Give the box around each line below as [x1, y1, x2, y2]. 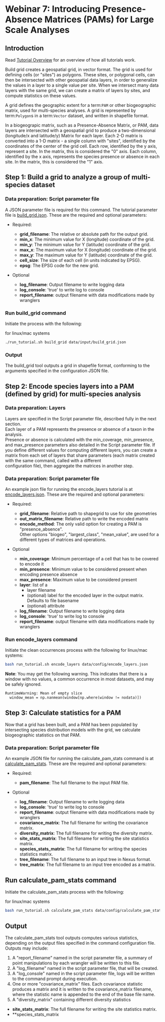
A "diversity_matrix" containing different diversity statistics [12, 996, 131, 1002]
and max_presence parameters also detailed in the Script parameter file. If [5, 442, 156, 447]
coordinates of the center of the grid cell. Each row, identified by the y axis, [5, 143, 157, 149]
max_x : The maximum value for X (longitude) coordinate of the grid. [19, 247, 157, 253]
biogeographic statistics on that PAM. [5, 732, 81, 738]
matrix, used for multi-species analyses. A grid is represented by [5, 107, 136, 113]
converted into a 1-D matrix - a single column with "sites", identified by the [5, 138, 156, 144]
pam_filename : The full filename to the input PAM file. [19, 780, 129, 786]
